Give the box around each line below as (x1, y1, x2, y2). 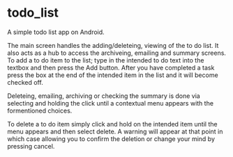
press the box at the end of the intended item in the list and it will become (7, 71, 218, 79)
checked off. (7, 78, 43, 86)
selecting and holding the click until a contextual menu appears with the (7, 99, 214, 107)
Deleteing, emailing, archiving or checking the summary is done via (7, 92, 200, 100)
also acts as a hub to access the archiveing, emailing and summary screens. (7, 49, 227, 57)
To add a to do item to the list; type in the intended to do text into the (7, 56, 204, 64)
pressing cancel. (7, 142, 55, 150)
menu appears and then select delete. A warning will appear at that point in (7, 127, 223, 135)
